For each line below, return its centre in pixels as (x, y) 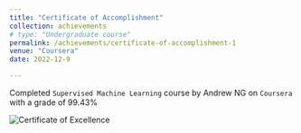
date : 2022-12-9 (40, 59)
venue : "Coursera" (44, 51)
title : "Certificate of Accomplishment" (87, 18)
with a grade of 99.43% (53, 102)
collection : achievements (58, 26)
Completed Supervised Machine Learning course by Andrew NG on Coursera (151, 93)
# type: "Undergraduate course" (70, 34)
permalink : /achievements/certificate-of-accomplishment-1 (123, 43)
